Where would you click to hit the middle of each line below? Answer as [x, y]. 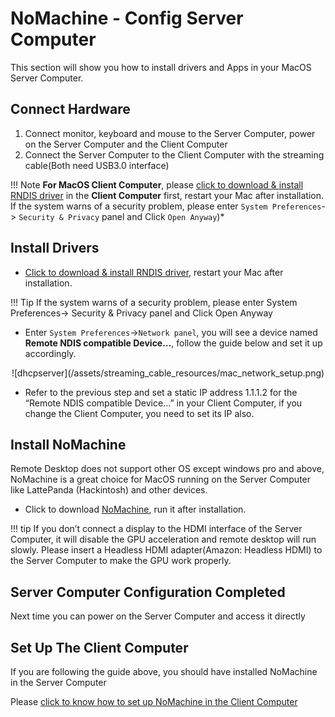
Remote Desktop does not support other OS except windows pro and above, [167, 469]
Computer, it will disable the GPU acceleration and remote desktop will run [163, 539]
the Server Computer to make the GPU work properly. [121, 561]
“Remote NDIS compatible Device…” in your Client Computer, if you [163, 403]
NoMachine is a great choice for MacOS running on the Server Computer [161, 479]
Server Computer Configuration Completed [148, 592]
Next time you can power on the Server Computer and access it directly [158, 616]
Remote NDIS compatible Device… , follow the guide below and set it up [173, 343]
